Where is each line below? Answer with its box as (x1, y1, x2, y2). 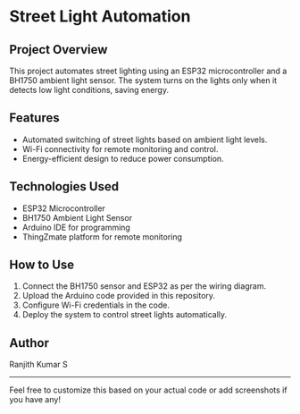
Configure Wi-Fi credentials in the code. (21, 300, 170, 310)
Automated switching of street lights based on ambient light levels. (21, 134, 268, 145)
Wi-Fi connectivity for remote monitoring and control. (21, 143, 219, 154)
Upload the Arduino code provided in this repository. (21, 291, 216, 301)
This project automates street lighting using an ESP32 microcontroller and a (9, 65, 287, 76)
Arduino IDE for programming (21, 222, 131, 232)
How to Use (9, 258, 75, 273)
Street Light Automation (9, 6, 191, 27)
